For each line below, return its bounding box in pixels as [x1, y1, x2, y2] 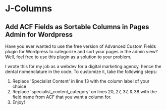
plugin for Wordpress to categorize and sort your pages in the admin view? [5, 49, 158, 54]
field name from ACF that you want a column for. [12, 94, 111, 100]
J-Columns [5, 3, 53, 14]
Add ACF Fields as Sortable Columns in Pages [5, 23, 150, 31]
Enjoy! [12, 99, 25, 105]
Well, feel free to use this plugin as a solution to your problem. [5, 54, 132, 60]
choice [12, 83, 27, 89]
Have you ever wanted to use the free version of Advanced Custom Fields [5, 43, 156, 49]
